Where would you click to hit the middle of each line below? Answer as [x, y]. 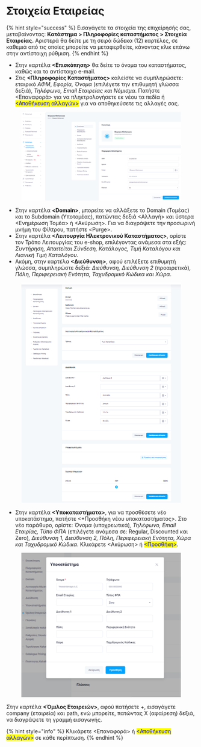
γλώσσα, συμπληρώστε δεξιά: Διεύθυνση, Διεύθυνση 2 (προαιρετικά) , [103, 268]
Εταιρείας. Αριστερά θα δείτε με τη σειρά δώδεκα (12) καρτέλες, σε [92, 40]
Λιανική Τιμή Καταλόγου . [47, 255]
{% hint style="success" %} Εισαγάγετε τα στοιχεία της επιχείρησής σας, [99, 28]
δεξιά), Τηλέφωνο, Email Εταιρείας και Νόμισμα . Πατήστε [88, 90]
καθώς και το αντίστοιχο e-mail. [55, 71]
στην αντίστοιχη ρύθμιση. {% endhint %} [57, 53]
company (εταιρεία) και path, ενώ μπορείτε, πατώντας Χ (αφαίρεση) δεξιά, [100, 713]
